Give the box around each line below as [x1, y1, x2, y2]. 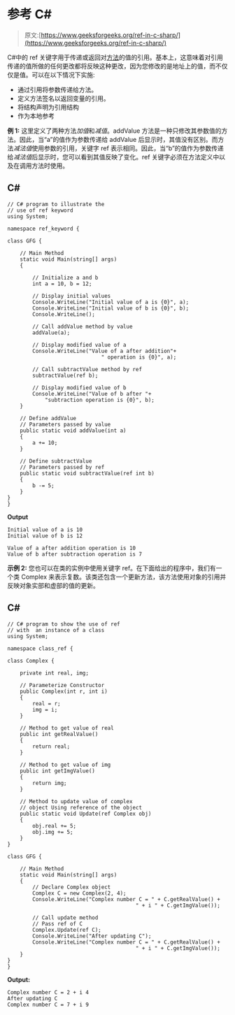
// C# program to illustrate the [7, 201, 105, 208]
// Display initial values [32, 292, 111, 299]
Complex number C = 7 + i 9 [7, 1001, 90, 1008]
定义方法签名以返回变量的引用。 [17, 94, 110, 102]
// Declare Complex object [32, 884, 111, 891]
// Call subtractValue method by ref [32, 366, 142, 373]
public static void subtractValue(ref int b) [20, 470, 155, 477]
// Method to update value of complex [20, 798, 133, 805]
